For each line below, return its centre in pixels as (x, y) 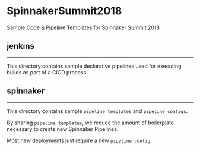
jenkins (20, 46)
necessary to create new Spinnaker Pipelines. (63, 129)
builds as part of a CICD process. (47, 72)
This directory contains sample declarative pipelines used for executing (94, 66)
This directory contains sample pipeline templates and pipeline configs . (97, 111)
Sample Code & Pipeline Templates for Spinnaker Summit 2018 (83, 27)
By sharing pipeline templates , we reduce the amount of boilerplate (91, 123)
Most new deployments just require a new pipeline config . (79, 140)
